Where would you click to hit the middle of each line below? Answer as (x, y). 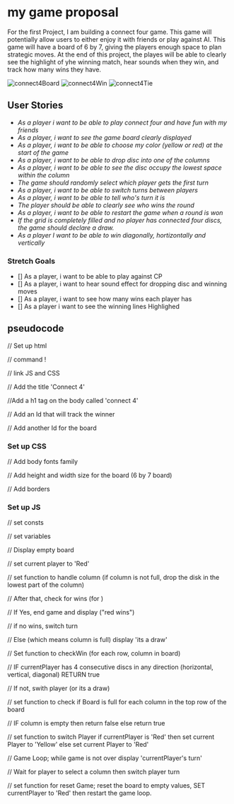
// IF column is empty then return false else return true (86, 723)
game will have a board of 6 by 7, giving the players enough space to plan (115, 47)
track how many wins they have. (54, 69)
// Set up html (27, 345)
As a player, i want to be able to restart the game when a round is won (120, 212)
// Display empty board (41, 550)
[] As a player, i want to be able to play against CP (90, 276)
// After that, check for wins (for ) (55, 599)
